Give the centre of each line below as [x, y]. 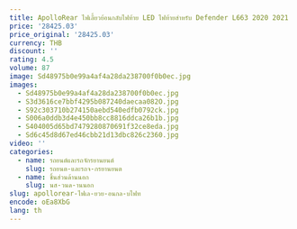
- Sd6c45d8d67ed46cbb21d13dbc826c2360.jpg [98, 135]
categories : [31, 151]
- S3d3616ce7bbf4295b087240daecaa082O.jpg [98, 101]
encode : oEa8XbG [40, 202]
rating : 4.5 [31, 60]
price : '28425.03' [44, 26]
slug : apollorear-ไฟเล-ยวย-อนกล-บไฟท [75, 194]
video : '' [28, 143]
